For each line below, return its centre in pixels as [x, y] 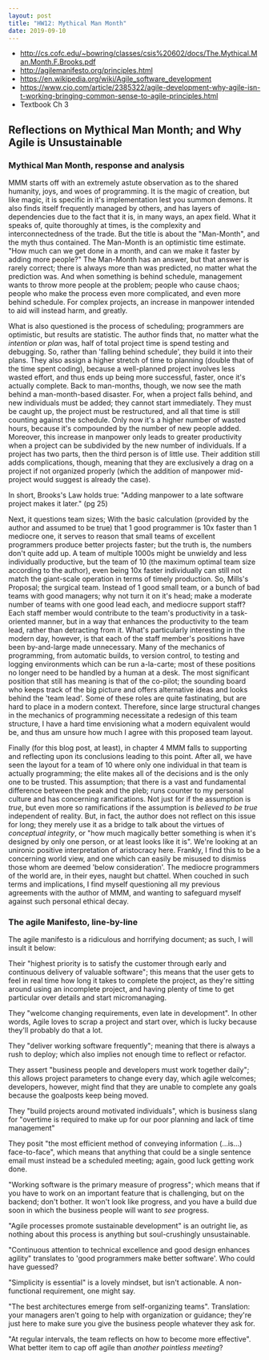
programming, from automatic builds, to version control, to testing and [124, 656]
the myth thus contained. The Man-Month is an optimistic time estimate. [127, 242]
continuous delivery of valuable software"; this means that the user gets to [131, 972]
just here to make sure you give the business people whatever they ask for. [132, 1324]
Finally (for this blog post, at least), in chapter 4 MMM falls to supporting [128, 748]
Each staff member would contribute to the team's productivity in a [119, 613]
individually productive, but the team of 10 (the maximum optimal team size [132, 562]
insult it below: [32, 948]
